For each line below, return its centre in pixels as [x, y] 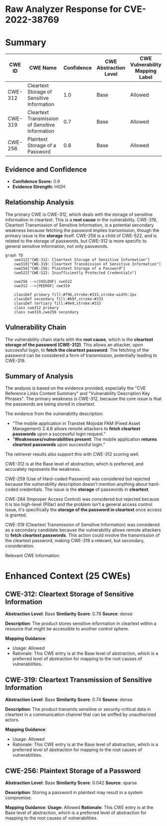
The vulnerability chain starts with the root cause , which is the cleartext [79, 339]
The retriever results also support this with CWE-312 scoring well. [72, 454]
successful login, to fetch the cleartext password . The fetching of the [77, 350]
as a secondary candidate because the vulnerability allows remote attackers [83, 530]
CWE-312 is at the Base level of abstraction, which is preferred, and [74, 464]
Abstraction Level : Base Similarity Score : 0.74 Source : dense [69, 700]
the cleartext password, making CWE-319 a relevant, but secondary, [75, 541]
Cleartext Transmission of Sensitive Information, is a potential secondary [80, 225]
